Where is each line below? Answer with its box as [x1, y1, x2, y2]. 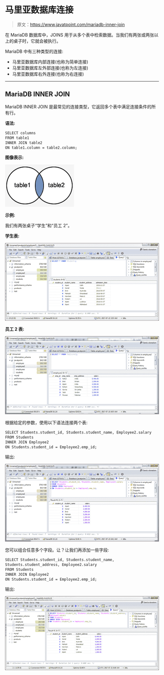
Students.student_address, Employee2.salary [5, 563, 97, 567]
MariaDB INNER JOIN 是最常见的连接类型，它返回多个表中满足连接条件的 [5, 104, 152, 109]
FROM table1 [5, 135, 29, 140]
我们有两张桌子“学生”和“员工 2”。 [5, 222, 72, 228]
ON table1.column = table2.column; [5, 145, 78, 150]
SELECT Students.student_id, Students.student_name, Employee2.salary [5, 430, 152, 435]
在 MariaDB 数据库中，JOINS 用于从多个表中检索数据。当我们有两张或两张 [5, 32, 155, 38]
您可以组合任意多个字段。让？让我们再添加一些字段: [5, 547, 109, 553]
